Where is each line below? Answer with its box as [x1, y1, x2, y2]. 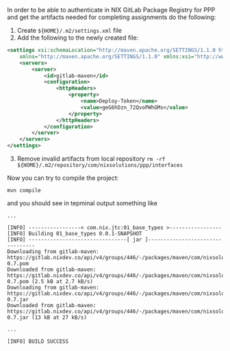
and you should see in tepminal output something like [7, 199, 157, 207]
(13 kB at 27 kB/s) [31, 314, 88, 321]
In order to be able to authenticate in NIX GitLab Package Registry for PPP [7, 6, 216, 14]
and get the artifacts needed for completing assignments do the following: [7, 13, 216, 21]
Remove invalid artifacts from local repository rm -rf [16, 155, 166, 163]
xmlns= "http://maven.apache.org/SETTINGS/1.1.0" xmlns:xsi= [19, 53, 194, 60]
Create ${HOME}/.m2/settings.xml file [16, 27, 122, 34]
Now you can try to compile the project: [7, 174, 119, 182]
